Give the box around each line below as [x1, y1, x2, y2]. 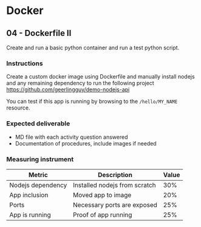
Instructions [6, 59, 44, 68]
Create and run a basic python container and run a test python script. [6, 44, 180, 51]
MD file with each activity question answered [15, 133, 128, 141]
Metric [28, 170, 49, 179]
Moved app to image [72, 190, 132, 199]
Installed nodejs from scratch [72, 181, 156, 189]
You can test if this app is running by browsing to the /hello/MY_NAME [6, 98, 178, 105]
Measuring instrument [6, 155, 74, 163]
